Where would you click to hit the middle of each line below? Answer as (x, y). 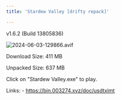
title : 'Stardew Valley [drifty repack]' (58, 11)
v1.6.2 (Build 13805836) (35, 34)
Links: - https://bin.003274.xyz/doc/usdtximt (60, 90)
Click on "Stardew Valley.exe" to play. (52, 79)
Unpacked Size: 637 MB (35, 68)
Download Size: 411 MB (35, 56)
